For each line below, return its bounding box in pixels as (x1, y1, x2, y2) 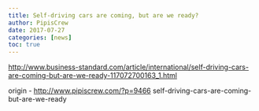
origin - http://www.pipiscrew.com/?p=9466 (8, 86, 151, 95)
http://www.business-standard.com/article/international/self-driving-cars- (8, 62, 250, 72)
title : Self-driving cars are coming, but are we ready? (8, 11, 199, 20)
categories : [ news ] (8, 33, 72, 42)
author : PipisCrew (8, 19, 68, 27)
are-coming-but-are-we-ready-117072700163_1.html (8, 71, 177, 80)
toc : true (8, 41, 41, 49)
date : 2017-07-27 (8, 26, 65, 34)
